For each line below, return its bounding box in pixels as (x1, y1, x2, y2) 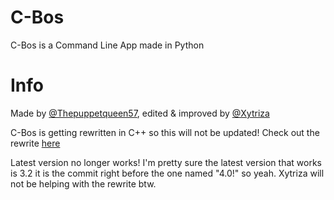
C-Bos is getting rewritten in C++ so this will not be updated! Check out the (10, 126, 320, 138)
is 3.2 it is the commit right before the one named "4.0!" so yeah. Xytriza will (10, 167, 325, 179)
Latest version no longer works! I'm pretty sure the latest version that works (10, 156, 322, 168)
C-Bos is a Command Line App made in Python (10, 39, 205, 51)
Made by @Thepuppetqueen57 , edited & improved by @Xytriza (10, 107, 270, 119)
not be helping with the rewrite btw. (10, 177, 157, 190)
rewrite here (10, 137, 61, 149)
